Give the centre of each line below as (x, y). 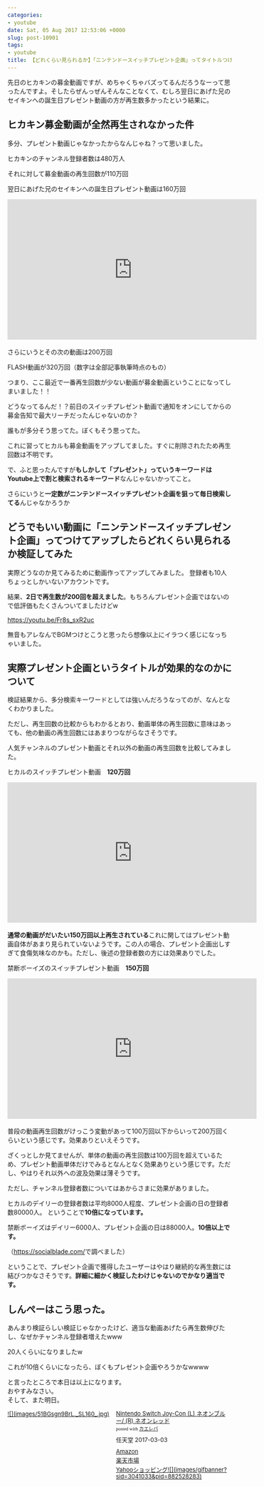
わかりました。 (35, 709)
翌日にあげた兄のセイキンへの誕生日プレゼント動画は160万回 (97, 188)
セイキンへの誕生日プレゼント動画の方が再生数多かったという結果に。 (110, 100)
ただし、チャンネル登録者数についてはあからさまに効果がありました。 (110, 1188)
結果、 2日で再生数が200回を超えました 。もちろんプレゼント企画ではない (115, 596)
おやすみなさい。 (32, 1391)
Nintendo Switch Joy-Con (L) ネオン (165, 1414)
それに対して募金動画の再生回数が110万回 (68, 173)
